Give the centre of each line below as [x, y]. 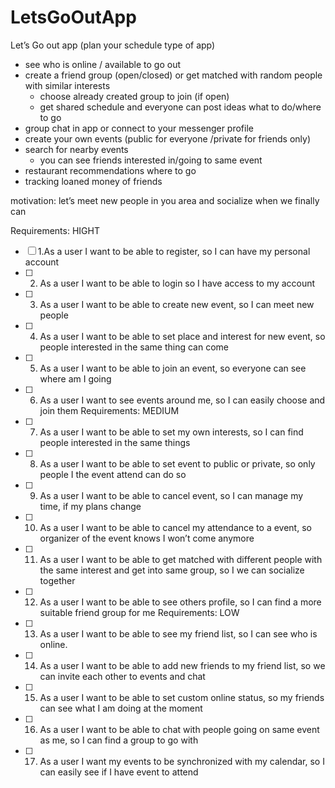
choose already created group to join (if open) [134, 96]
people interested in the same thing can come [134, 347]
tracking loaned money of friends [93, 181]
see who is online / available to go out [103, 64]
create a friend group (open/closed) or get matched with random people [173, 75]
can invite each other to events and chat [122, 676]
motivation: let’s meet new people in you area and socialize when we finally [165, 200]
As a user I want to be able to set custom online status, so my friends [182, 697]
